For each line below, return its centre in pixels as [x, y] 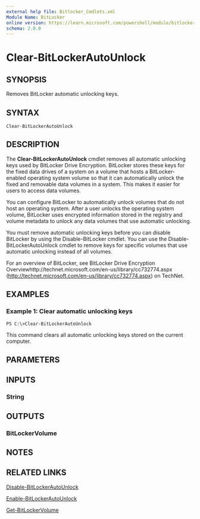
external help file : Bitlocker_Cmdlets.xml [61, 12]
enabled [16, 178]
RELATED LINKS [36, 473]
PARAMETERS [33, 360]
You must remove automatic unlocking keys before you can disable [88, 232]
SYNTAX [23, 113]
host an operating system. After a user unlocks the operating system [90, 208]
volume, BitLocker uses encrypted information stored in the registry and [94, 214]
